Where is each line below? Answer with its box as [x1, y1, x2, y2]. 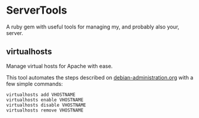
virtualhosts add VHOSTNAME [6, 91, 76, 98]
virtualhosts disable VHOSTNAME [6, 102, 86, 108]
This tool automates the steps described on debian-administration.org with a [6, 74, 194, 81]
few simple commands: [6, 80, 64, 87]
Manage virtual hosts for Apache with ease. [6, 62, 113, 69]
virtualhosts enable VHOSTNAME [6, 97, 84, 103]
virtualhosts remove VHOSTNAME [6, 107, 84, 113]
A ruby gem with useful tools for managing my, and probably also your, [6, 23, 179, 30]
